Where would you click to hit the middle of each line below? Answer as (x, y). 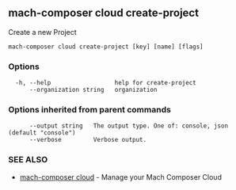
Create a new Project (42, 32)
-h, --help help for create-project (106, 83)
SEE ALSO (28, 160)
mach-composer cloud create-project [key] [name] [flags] (106, 47)
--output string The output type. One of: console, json (128, 126)
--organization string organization (93, 90)
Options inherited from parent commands (90, 110)
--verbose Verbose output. (88, 140)
